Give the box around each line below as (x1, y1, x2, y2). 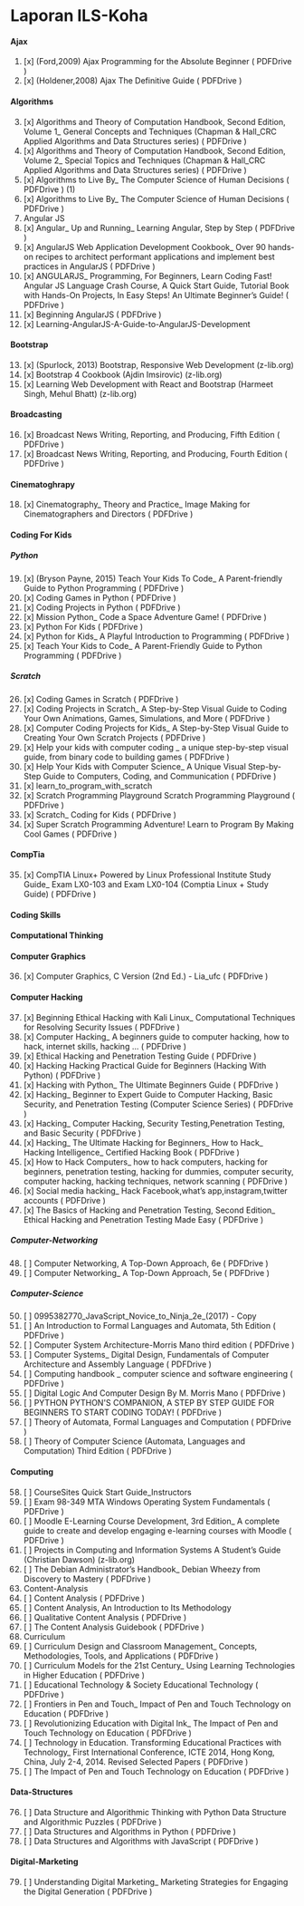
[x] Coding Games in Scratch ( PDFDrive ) (23, 693, 179, 704)
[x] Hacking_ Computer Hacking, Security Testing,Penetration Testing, (23, 1117, 286, 1128)
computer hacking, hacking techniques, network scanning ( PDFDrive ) (23, 1176, 289, 1186)
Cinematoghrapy (10, 479, 75, 489)
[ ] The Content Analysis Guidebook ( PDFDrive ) (23, 1621, 204, 1632)
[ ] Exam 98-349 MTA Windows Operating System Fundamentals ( (23, 1496, 271, 1507)
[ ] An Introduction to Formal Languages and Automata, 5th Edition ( (23, 1321, 277, 1331)
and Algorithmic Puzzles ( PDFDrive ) (23, 1816, 162, 1827)
